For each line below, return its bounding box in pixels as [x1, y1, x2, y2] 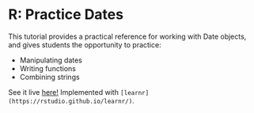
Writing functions [19, 63, 77, 73]
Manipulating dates [19, 55, 83, 65]
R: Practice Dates [8, 6, 124, 24]
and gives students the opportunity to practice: [8, 40, 161, 49]
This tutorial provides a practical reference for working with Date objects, [8, 32, 247, 41]
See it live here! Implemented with [8, 87, 119, 96]
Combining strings [19, 72, 81, 81]
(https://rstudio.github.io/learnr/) [8, 97, 133, 105]
